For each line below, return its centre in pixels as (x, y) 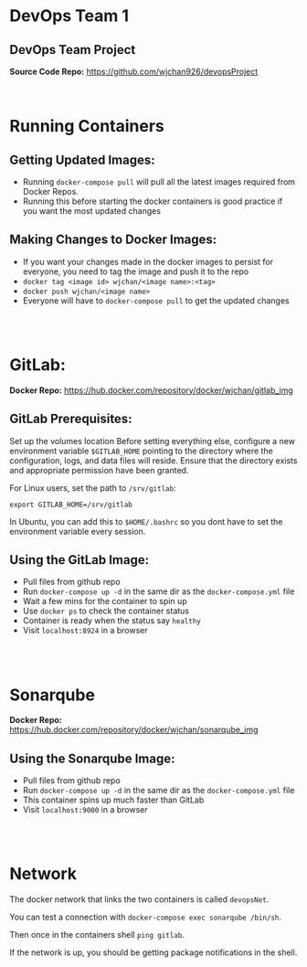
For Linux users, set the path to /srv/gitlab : (93, 488)
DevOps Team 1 (69, 16)
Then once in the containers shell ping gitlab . (97, 935)
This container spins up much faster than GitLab (113, 800)
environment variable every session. (78, 531)
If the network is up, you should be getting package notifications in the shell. (153, 952)
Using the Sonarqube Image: (92, 758)
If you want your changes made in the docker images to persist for (148, 261)
